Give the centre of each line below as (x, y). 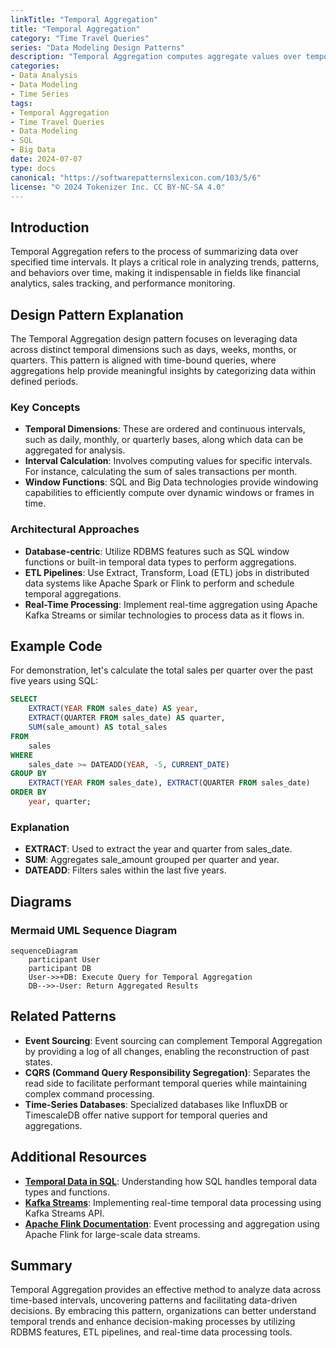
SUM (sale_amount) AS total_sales (98, 727)
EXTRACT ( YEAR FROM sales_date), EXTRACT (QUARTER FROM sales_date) (169, 783)
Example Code (56, 646)
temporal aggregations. (73, 593)
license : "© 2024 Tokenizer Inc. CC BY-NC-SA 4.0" (118, 187)
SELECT (24, 699)
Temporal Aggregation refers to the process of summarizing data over (154, 252)
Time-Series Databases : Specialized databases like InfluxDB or (156, 1104)
